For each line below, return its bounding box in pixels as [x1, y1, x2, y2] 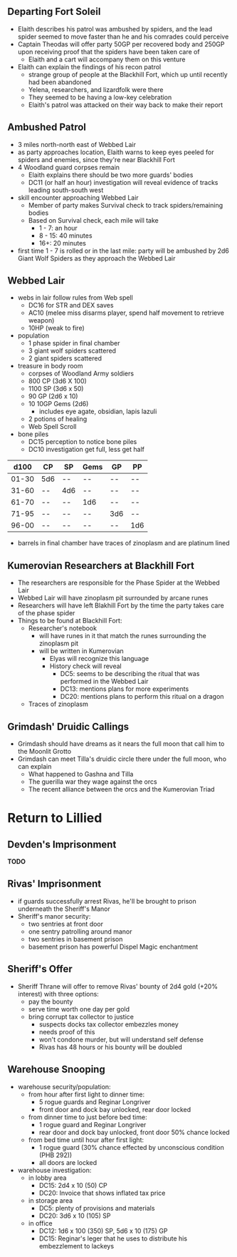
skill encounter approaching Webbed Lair [17, 193, 139, 202]
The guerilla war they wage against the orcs [28, 777, 158, 786]
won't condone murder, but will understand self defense [38, 1035, 204, 1044]
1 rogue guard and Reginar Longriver [38, 1120, 147, 1129]
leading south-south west [28, 186, 104, 194]
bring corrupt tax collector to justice [28, 1012, 134, 1021]
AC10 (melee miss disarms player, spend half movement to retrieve [28, 308, 224, 317]
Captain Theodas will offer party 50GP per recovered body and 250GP [17, 39, 225, 49]
